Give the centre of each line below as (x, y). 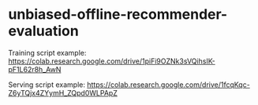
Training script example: (47, 52)
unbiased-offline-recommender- (118, 14)
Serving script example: (47, 85)
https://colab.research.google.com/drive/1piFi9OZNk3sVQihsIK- (112, 61)
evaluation (43, 31)
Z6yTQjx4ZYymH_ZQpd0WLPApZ (63, 92)
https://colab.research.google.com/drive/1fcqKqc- (168, 85)
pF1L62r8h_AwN (35, 69)
